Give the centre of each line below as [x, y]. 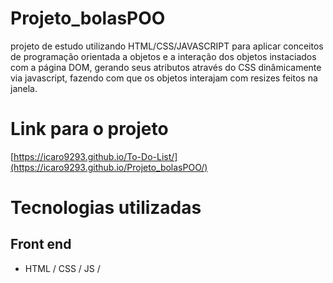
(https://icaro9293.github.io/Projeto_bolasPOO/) [109, 167]
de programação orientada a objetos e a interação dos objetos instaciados [163, 56]
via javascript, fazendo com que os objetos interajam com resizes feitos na [164, 78]
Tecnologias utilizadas [106, 208]
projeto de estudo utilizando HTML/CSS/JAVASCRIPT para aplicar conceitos [167, 46]
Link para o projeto [89, 129]
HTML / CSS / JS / [62, 268]
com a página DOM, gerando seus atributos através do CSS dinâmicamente [166, 67]
